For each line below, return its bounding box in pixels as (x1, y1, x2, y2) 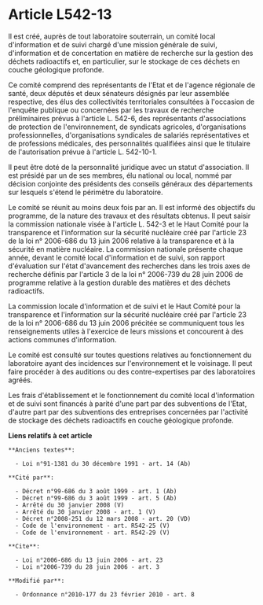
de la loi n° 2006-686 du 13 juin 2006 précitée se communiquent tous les (8, 318, 245, 327)
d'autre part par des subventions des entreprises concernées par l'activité (8, 407, 249, 416)
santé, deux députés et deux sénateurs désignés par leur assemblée (8, 88, 230, 98)
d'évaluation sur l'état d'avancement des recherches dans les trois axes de (8, 261, 250, 271)
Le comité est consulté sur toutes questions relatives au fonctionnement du (8, 350, 252, 360)
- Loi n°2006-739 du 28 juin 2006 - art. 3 (15, 563, 159, 571)
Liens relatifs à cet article (8, 430, 93, 440)
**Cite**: (8, 542, 41, 550)
